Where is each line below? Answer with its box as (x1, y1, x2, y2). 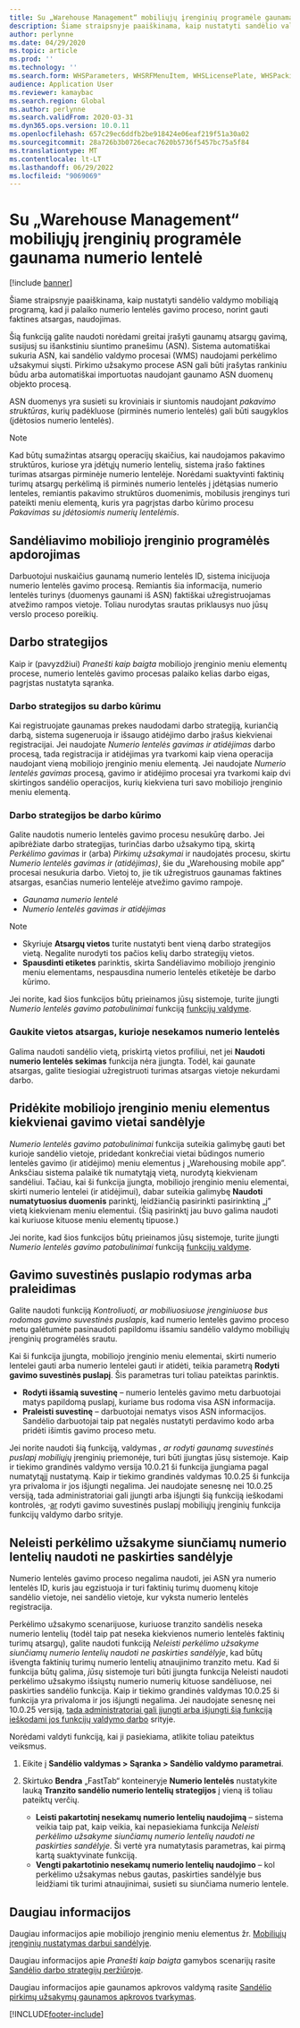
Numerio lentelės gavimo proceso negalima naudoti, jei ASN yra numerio (9, 1573, 277, 1584)
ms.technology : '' (9, 64, 78, 73)
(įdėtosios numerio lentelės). (9, 415, 114, 426)
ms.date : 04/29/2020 (9, 38, 87, 47)
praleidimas (9, 1281, 77, 1296)
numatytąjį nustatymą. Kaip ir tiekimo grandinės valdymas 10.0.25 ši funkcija (9, 1471, 290, 1482)
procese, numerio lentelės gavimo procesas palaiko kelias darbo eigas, (9, 668, 271, 679)
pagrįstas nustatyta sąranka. (9, 677, 114, 688)
